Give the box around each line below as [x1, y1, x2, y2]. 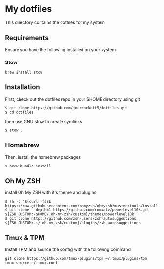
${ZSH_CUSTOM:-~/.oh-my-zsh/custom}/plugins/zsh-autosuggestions [5, 221, 141, 226]
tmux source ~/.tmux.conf [5, 260, 58, 266]
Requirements [5, 34, 49, 42]
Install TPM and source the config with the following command [5, 247, 131, 252]
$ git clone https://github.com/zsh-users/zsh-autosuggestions [5, 216, 137, 221]
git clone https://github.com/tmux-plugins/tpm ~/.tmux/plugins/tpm [5, 256, 147, 261]
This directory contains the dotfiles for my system [5, 20, 105, 25]
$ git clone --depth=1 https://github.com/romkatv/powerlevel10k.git [5, 207, 150, 213]
